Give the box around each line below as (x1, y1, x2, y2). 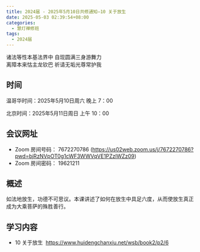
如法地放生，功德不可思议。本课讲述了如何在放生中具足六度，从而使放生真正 (6, 195, 194, 203)
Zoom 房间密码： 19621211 (14, 159, 80, 167)
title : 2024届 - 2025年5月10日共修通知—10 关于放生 (6, 8, 126, 15)
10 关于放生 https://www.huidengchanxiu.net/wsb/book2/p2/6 (14, 239, 169, 246)
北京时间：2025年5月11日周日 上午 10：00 (6, 110, 109, 117)
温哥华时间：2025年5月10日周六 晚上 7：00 (6, 97, 113, 104)
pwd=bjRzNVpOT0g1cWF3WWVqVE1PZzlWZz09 (14, 153, 135, 160)
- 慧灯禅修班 (11, 25, 40, 32)
